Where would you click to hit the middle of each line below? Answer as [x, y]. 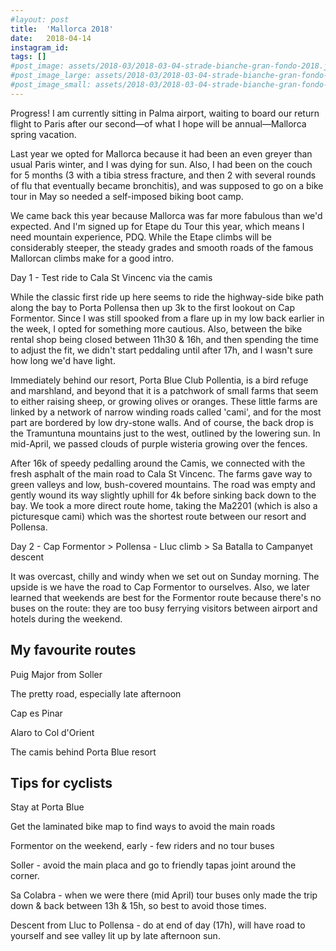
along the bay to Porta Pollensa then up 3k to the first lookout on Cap [152, 307]
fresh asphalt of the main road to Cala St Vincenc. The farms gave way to [161, 473]
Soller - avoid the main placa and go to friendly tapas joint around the [153, 865]
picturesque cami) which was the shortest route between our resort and [158, 516]
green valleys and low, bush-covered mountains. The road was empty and [163, 484]
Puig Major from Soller [56, 674]
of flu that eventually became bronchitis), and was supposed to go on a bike [167, 185]
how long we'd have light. [63, 360]
